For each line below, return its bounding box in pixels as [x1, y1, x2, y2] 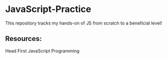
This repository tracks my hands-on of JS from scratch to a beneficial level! [5, 20, 162, 26]
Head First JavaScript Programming [5, 47, 80, 53]
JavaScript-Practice [5, 3, 92, 15]
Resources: [5, 34, 42, 43]
